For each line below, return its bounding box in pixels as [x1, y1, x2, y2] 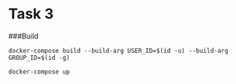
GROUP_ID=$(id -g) [8, 54, 70, 62]
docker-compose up [8, 67, 70, 76]
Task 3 [8, 5, 54, 23]
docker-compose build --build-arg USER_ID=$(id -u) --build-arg [8, 46, 229, 54]
